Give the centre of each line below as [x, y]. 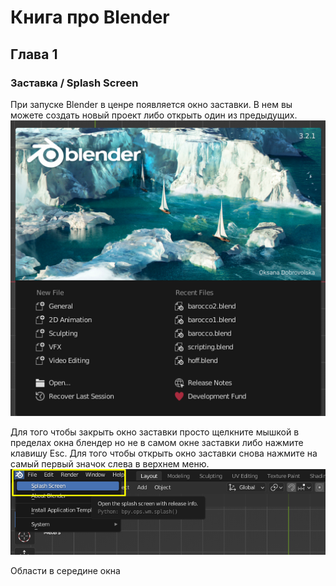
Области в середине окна [65, 571]
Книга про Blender [90, 17]
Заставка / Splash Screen [74, 83]
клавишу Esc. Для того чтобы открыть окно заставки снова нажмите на [164, 453]
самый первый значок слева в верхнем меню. [110, 464]
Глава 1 [34, 54]
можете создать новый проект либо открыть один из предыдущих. [154, 115]
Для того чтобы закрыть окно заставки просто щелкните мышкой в [155, 432]
